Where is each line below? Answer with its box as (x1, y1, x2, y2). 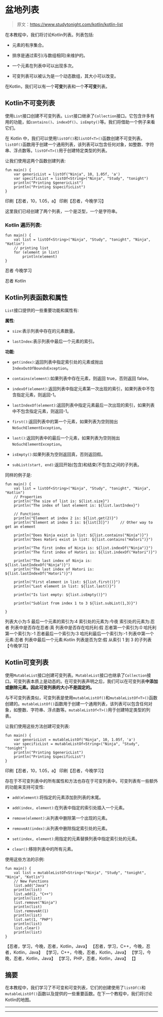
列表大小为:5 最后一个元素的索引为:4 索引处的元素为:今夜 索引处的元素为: (5, 618, 151, 624)
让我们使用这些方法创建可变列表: (5, 723, 70, 729)
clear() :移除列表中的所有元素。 (12, 846, 76, 852)
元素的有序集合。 (12, 42, 47, 48)
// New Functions (14, 878, 49, 884)
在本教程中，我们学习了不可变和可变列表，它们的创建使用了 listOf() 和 (5, 985, 146, 991)
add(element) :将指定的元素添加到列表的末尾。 (12, 794, 103, 800)
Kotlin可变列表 (5, 658, 49, 666)
